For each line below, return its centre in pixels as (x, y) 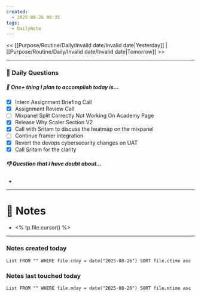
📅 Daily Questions (33, 73)
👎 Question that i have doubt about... (54, 164)
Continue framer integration (49, 136)
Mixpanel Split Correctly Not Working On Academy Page (84, 116)
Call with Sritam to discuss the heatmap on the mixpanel (84, 129)
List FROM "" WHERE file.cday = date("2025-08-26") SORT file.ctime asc (99, 261)
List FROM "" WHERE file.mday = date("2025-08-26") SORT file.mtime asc (99, 288)
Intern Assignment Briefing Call (53, 102)
